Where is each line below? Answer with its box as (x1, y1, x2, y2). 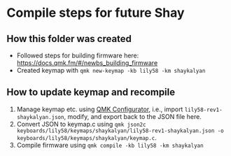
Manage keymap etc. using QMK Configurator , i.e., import (16, 105, 183, 113)
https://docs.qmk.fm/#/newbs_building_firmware (16, 59, 158, 67)
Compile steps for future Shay (6, 5, 185, 21)
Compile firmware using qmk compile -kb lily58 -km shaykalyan (16, 141, 204, 149)
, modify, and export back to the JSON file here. (64, 112, 202, 120)
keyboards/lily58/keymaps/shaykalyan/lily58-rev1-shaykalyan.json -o (16, 127, 225, 134)
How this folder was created (6, 33, 132, 45)
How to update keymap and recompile (6, 86, 176, 99)
